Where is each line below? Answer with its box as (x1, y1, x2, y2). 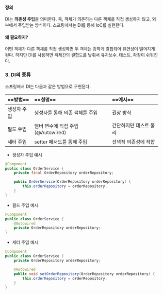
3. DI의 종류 (5, 71, 31, 78)
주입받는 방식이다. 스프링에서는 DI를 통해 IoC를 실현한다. (17, 22, 125, 28)
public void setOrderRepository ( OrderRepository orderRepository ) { (14, 271, 155, 277)
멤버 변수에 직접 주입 (34, 122, 79, 129)
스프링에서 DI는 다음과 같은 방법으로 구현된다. (5, 83, 91, 89)
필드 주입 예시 (12, 202, 38, 208)
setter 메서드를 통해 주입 (34, 138, 87, 145)
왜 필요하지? (5, 34, 28, 40)
